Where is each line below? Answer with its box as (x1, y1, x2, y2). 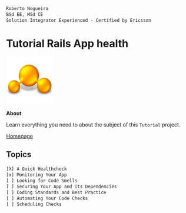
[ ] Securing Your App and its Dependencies (6, 184, 117, 189)
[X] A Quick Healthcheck (6, 166, 67, 172)
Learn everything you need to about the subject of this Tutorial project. (6, 121, 181, 128)
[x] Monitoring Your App (6, 172, 67, 178)
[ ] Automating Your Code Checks (6, 195, 88, 201)
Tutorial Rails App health (6, 37, 129, 51)
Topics (6, 149, 32, 159)
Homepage (6, 132, 34, 139)
